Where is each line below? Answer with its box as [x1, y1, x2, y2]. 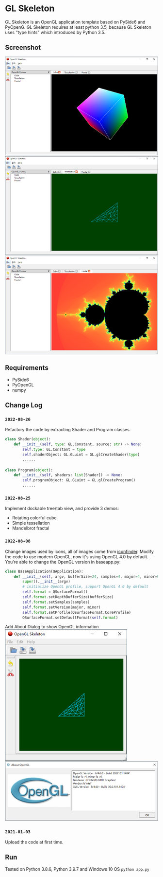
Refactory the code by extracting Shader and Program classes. [5, 427, 131, 433]
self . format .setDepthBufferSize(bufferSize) [22, 595, 114, 600]
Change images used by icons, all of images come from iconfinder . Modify [5, 548, 154, 554]
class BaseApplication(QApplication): [5, 569, 83, 574]
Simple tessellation [12, 520, 50, 526]
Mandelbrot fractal [12, 525, 49, 531]
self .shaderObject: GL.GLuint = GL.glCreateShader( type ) [22, 452, 140, 457]
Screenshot [5, 43, 41, 52]
